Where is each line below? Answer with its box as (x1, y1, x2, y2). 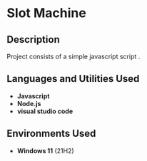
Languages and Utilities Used (6, 73, 140, 85)
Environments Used (6, 128, 96, 140)
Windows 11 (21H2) (16, 146, 74, 155)
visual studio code (16, 107, 73, 115)
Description (6, 33, 60, 46)
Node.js (16, 99, 41, 108)
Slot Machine (6, 5, 86, 21)
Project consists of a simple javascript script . (6, 52, 141, 61)
